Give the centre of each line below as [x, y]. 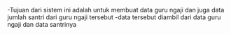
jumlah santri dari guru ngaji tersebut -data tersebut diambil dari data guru [114, 17]
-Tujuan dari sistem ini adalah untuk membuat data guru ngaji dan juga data [116, 10]
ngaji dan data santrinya [42, 24]
